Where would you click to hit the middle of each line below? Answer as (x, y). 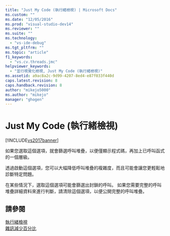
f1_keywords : (19, 57)
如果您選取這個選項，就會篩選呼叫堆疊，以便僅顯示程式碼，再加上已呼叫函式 (85, 151)
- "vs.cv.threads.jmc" (34, 62)
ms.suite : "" (19, 33)
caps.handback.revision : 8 (34, 85)
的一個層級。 (18, 157)
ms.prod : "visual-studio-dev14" (39, 24)
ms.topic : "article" (27, 52)
